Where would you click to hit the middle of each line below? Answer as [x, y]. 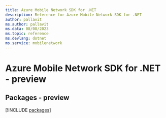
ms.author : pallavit [27, 24]
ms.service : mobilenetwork [34, 43]
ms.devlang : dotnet [26, 39]
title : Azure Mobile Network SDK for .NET [51, 10]
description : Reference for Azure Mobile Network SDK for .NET [74, 15]
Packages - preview [37, 98]
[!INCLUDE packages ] [28, 110]
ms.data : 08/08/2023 [27, 29]
